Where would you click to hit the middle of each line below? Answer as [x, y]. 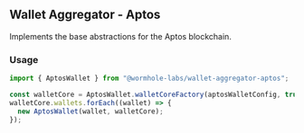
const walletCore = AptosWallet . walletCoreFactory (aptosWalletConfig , [145, 94]
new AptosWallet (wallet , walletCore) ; [91, 111]
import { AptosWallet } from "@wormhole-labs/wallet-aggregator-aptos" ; [149, 79]
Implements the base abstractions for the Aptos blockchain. [121, 36]
